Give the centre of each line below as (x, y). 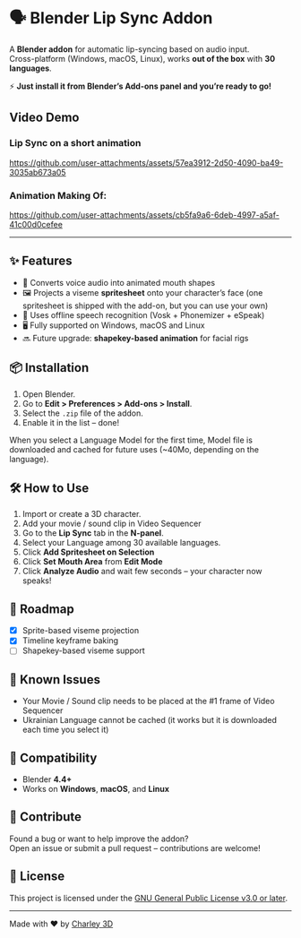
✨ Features (41, 261)
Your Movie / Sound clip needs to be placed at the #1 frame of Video (148, 701)
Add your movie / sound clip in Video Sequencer (112, 524)
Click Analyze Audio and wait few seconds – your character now (142, 572)
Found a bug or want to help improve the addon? (99, 839)
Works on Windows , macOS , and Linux (96, 788)
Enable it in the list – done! (70, 422)
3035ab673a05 (38, 172)
